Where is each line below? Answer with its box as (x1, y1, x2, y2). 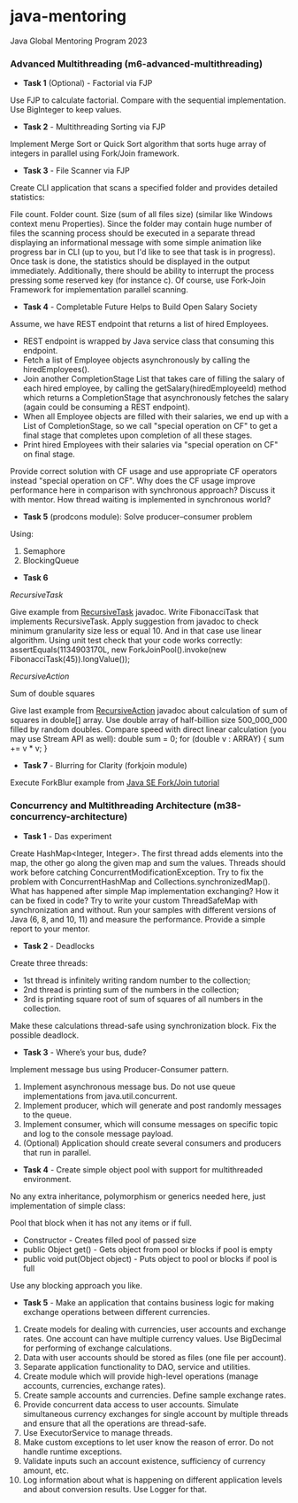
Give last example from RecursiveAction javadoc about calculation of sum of (10, 705, 288, 716)
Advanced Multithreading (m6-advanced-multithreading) (10, 58, 264, 70)
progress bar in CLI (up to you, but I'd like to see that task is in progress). (10, 246, 276, 258)
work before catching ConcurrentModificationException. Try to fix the (10, 867, 264, 877)
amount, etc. (22, 1465, 70, 1476)
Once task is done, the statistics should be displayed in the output (10, 256, 250, 267)
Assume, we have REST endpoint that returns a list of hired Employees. (10, 319, 269, 330)
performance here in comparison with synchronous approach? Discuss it (10, 485, 276, 495)
